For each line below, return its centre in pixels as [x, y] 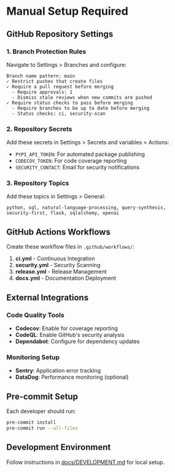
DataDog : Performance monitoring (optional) [72, 377]
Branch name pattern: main [41, 76]
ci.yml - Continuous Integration [55, 258]
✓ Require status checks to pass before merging [70, 103]
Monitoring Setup [33, 357]
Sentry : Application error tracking [58, 371]
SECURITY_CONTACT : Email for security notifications [77, 168]
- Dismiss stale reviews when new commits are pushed [82, 97]
